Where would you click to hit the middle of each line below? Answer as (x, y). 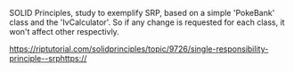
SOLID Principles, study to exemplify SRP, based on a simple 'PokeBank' (142, 13)
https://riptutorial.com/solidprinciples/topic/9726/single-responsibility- (139, 49)
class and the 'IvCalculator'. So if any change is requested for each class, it (147, 22)
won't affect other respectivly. (65, 32)
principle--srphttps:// (48, 58)
